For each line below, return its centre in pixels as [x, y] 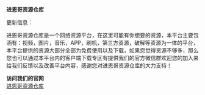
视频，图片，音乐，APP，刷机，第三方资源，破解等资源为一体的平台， [110, 43]
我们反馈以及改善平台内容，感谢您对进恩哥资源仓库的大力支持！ [92, 65]
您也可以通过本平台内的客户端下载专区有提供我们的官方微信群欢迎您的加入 [100, 58]
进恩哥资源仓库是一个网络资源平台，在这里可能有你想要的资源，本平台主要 [100, 35]
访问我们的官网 [25, 78]
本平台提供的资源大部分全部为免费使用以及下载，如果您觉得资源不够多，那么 [103, 50]
